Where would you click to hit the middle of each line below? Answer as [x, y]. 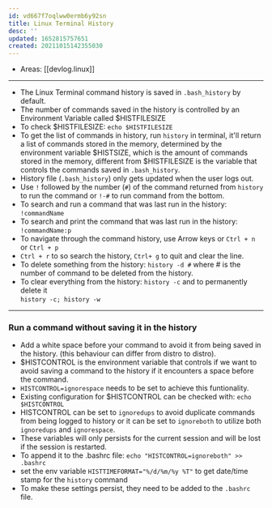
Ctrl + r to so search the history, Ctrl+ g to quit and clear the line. [132, 256]
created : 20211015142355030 [56, 46]
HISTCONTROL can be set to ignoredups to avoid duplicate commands [137, 412]
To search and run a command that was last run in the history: [123, 204]
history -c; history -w [60, 300]
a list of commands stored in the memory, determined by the [121, 144]
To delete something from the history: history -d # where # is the [130, 265]
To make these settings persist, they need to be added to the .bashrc [135, 489]
